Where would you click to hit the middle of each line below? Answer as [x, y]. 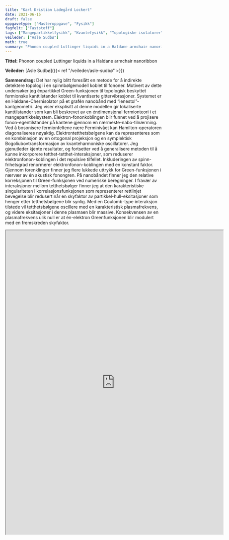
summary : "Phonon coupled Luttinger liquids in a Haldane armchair [76, 47]
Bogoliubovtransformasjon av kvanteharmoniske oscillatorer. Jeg [72, 143]
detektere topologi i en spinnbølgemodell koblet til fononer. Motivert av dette [83, 85]
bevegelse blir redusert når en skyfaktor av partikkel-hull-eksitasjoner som [81, 196]
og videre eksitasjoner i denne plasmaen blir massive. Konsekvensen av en [82, 212]
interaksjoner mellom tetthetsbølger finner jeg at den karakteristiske [75, 186]
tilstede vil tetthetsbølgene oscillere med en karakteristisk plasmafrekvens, [81, 207]
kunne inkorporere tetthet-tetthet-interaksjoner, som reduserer [69, 154]
